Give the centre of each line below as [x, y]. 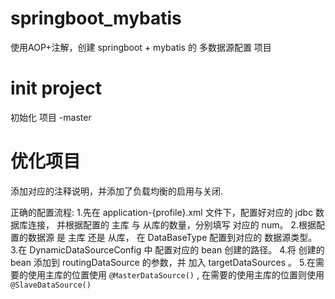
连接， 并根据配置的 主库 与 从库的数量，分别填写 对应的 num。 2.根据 [172, 224]
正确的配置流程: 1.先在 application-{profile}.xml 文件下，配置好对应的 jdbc [162, 212]
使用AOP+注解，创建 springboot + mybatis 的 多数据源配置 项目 [141, 47]
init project [56, 88]
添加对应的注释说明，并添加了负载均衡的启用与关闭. [117, 191]
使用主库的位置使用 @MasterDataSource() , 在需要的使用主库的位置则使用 [176, 274]
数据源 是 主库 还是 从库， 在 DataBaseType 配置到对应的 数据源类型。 [172, 237]
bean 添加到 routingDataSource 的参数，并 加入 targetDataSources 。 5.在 [163, 262]
